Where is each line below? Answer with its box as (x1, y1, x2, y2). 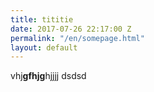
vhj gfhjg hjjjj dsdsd (10, 70, 87, 82)
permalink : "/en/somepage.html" (10, 33, 145, 43)
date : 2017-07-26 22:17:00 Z (10, 24, 132, 34)
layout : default (10, 42, 78, 53)
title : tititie (10, 14, 74, 25)
